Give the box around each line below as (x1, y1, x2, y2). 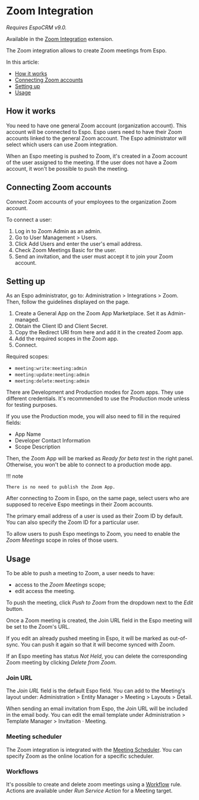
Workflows (6, 767, 39, 776)
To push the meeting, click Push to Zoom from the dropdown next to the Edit (6, 599, 193, 606)
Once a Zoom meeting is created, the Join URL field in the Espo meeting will (6, 617, 192, 624)
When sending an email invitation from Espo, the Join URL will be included (6, 705, 188, 712)
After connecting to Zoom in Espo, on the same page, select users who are (6, 495, 189, 502)
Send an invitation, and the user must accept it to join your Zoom (14, 253, 173, 260)
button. (6, 606, 24, 613)
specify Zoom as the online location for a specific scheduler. (6, 752, 154, 760)
